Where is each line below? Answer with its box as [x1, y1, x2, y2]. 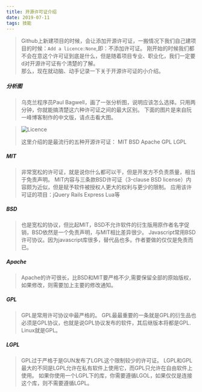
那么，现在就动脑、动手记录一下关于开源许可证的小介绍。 [21, 68, 164, 75]
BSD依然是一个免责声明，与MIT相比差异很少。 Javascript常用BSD [31, 229, 196, 236]
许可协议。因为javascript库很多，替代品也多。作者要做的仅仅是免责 [21, 236, 188, 244]
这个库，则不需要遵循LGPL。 [21, 379, 93, 387]
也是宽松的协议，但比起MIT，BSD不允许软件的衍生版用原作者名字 [21, 221, 185, 229]
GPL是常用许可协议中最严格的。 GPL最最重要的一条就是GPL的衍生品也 [21, 312, 197, 319]
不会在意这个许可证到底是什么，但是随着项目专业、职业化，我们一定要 [21, 52, 196, 60]
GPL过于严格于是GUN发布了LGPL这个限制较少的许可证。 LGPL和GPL [21, 357, 193, 364]
